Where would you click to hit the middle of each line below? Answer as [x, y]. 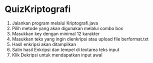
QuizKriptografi [38, 9]
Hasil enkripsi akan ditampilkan [44, 44]
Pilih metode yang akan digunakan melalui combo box [67, 28]
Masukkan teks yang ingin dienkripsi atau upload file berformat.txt [80, 39]
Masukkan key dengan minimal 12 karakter [56, 33]
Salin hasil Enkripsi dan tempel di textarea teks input [65, 49]
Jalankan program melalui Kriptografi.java [55, 23]
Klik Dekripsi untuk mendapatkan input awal [57, 55]
